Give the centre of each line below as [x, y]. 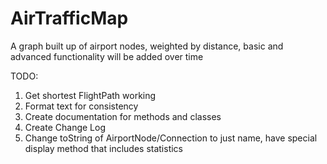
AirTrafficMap [69, 18]
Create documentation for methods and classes [123, 116]
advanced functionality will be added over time [107, 56]
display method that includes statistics [104, 148]
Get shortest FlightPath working [90, 95]
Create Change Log [65, 127]
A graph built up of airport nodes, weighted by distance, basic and [147, 46]
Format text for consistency [81, 106]
